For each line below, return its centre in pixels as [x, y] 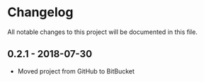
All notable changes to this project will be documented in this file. [103, 32]
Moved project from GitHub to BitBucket [76, 71]
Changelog [40, 12]
